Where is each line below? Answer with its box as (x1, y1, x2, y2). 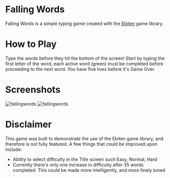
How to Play (5, 38, 57, 50)
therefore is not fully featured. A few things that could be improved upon (5, 141, 157, 147)
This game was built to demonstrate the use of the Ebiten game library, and (5, 135, 164, 141)
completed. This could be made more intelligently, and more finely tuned (12, 167, 165, 173)
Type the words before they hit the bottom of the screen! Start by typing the (5, 55, 165, 61)
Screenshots (5, 84, 61, 95)
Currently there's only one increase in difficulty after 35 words (12, 162, 144, 168)
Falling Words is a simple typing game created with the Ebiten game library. (5, 20, 164, 27)
